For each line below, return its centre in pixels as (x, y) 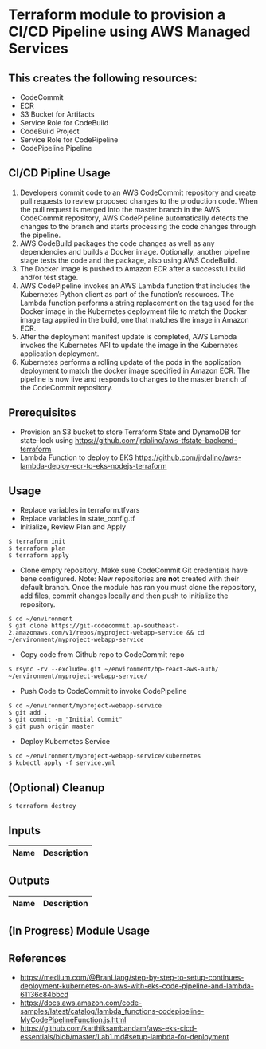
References (37, 958)
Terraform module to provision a (117, 15)
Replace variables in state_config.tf (77, 519)
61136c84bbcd (44, 995)
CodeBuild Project (49, 131)
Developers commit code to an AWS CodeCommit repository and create (138, 192)
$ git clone (28, 626)
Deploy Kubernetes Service (65, 742)
